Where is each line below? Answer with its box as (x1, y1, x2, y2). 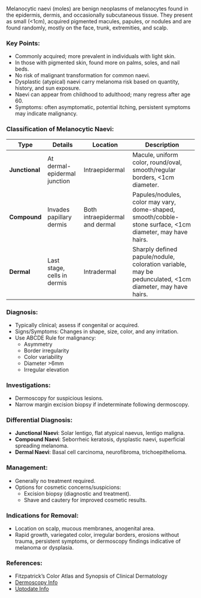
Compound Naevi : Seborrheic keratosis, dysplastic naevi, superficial (14, 436, 185, 443)
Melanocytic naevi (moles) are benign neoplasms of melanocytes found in (6, 5, 188, 12)
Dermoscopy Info (14, 579, 58, 586)
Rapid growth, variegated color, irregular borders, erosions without (14, 531, 179, 539)
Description (145, 140, 179, 149)
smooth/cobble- (132, 213, 179, 221)
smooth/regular (132, 165, 176, 174)
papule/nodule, (132, 252, 175, 261)
